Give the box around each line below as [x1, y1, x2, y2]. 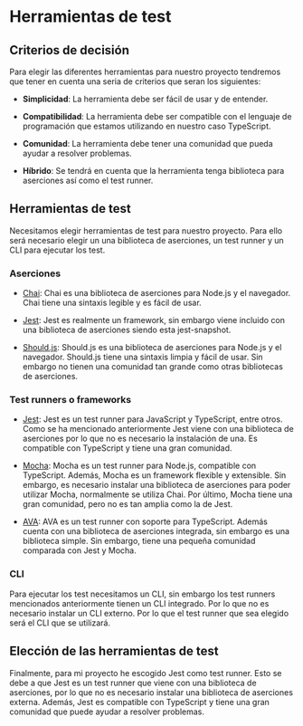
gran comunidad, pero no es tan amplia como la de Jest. [22, 499, 233, 510]
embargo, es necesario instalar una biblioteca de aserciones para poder [22, 480, 291, 491]
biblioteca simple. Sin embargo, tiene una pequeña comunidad [22, 536, 256, 547]
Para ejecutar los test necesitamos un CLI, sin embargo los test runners [9, 588, 276, 599]
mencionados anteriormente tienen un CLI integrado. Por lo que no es [9, 597, 270, 608]
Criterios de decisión [9, 43, 129, 58]
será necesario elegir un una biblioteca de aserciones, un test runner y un [9, 234, 285, 245]
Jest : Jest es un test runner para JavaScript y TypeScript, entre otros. [22, 414, 283, 425]
